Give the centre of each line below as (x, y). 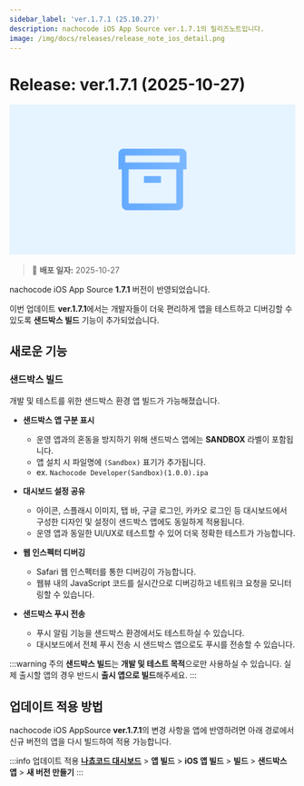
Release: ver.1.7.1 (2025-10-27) (127, 84)
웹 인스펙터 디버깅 (54, 552)
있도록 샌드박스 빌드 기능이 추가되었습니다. (84, 320)
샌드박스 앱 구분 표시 (59, 420)
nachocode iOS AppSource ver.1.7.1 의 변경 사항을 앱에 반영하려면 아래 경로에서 (152, 731)
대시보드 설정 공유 (54, 492)
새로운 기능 (39, 351)
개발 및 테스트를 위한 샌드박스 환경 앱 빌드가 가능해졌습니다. (115, 401)
